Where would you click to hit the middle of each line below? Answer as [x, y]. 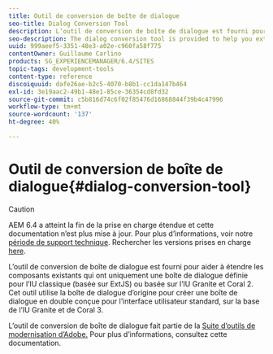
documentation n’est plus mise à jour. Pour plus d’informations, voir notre [131, 234]
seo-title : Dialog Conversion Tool [69, 24]
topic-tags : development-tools [61, 69]
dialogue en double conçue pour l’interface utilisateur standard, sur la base [134, 301]
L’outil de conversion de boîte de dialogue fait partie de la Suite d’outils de [132, 326]
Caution [22, 209]
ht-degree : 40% [34, 122]
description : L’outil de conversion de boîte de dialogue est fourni [129, 31]
